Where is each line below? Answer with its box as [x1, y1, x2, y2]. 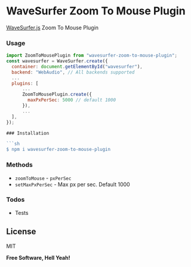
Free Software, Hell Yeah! [6, 254, 70, 261]
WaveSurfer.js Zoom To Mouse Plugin [6, 24, 99, 31]
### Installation [6, 130, 50, 136]
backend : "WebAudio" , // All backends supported [11, 69, 135, 75]
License [6, 226, 36, 237]
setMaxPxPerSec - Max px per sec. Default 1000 [14, 181, 130, 188]
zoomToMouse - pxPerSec [14, 174, 72, 181]
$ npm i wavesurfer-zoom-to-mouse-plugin [6, 147, 111, 153]
